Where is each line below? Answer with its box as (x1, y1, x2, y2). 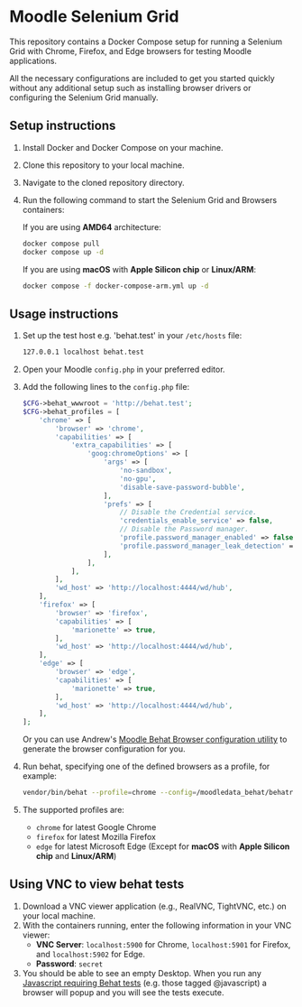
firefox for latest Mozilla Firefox (35, 832, 156, 843)
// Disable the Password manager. (119, 525, 250, 534)
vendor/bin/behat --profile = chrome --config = (22, 788, 197, 798)
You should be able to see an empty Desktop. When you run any (22, 967, 261, 978)
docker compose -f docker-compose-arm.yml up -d (22, 282, 209, 291)
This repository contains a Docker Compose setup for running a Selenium (9, 36, 282, 47)
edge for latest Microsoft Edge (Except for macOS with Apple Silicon (35, 841, 290, 852)
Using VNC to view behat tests (9, 877, 185, 892)
